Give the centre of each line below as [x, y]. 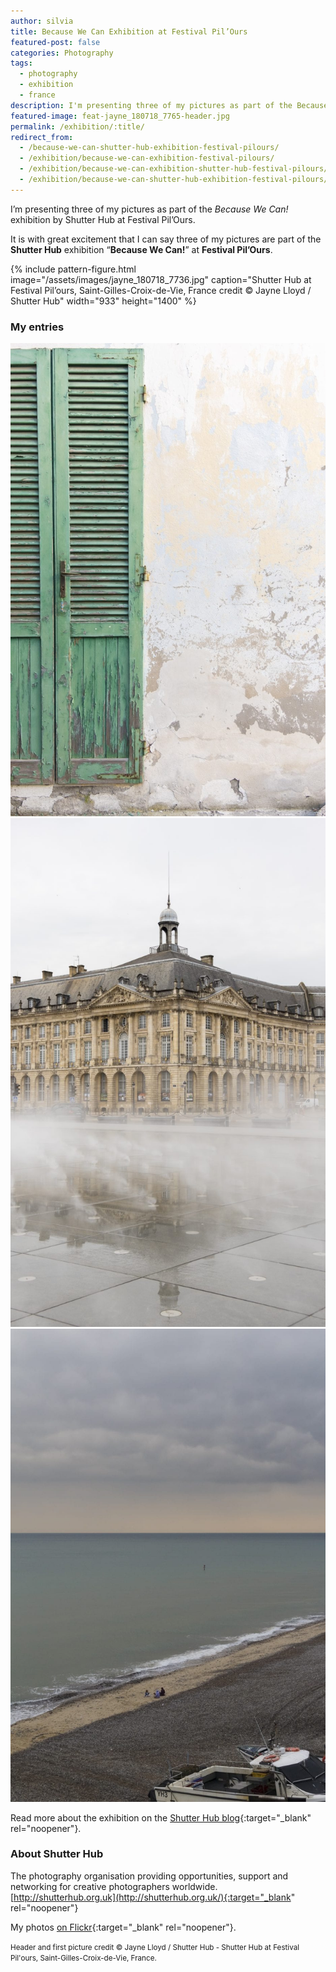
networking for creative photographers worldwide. [114, 1886]
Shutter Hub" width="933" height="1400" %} [103, 301]
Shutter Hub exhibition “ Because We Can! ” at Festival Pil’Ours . [141, 249]
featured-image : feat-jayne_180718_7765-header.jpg [120, 116]
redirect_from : [42, 137]
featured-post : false [55, 42]
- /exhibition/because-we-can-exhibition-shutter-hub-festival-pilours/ [174, 169]
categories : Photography [62, 53]
